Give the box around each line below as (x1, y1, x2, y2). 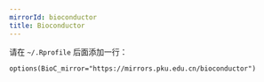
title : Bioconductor (9, 21, 86, 30)
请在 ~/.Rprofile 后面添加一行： (9, 46, 128, 57)
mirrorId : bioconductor (9, 12, 98, 22)
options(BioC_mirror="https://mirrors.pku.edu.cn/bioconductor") (9, 63, 256, 73)
